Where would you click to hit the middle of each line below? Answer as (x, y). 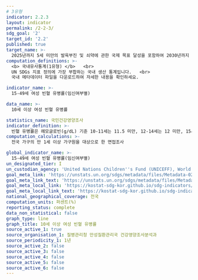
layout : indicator (29, 22)
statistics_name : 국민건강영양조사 (45, 120)
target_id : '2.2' (27, 39)
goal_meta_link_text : (33, 180)
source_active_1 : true (34, 230)
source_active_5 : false (35, 262)
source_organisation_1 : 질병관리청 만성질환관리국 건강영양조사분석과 (82, 235)
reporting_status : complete (41, 207)
